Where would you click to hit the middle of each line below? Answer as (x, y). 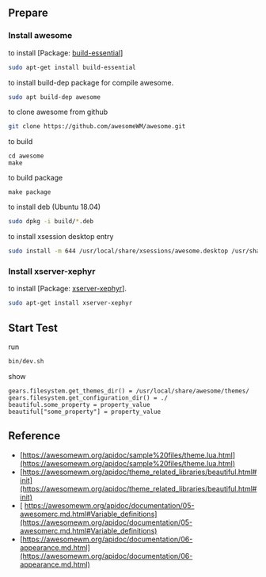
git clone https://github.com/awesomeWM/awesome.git (97, 127)
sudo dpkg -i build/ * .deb (51, 222)
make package (30, 192)
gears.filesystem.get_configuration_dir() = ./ (88, 398)
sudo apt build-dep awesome (55, 97)
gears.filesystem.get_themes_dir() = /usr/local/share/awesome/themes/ (129, 391)
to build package (36, 178)
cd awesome (26, 156)
